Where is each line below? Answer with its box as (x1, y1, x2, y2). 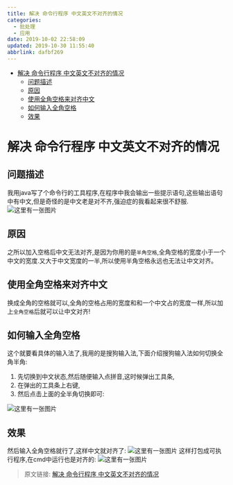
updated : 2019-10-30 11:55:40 (7, 42, 95, 49)
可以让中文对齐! (46, 307, 91, 316)
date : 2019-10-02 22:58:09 (7, 36, 85, 43)
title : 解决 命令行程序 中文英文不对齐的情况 (7, 10, 123, 17)
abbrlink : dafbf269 (7, 49, 64, 56)
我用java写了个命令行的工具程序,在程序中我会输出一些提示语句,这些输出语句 (7, 188, 223, 196)
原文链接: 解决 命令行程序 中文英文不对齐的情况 (24, 470, 159, 479)
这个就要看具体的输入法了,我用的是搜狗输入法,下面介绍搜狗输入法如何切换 (7, 349, 218, 357)
